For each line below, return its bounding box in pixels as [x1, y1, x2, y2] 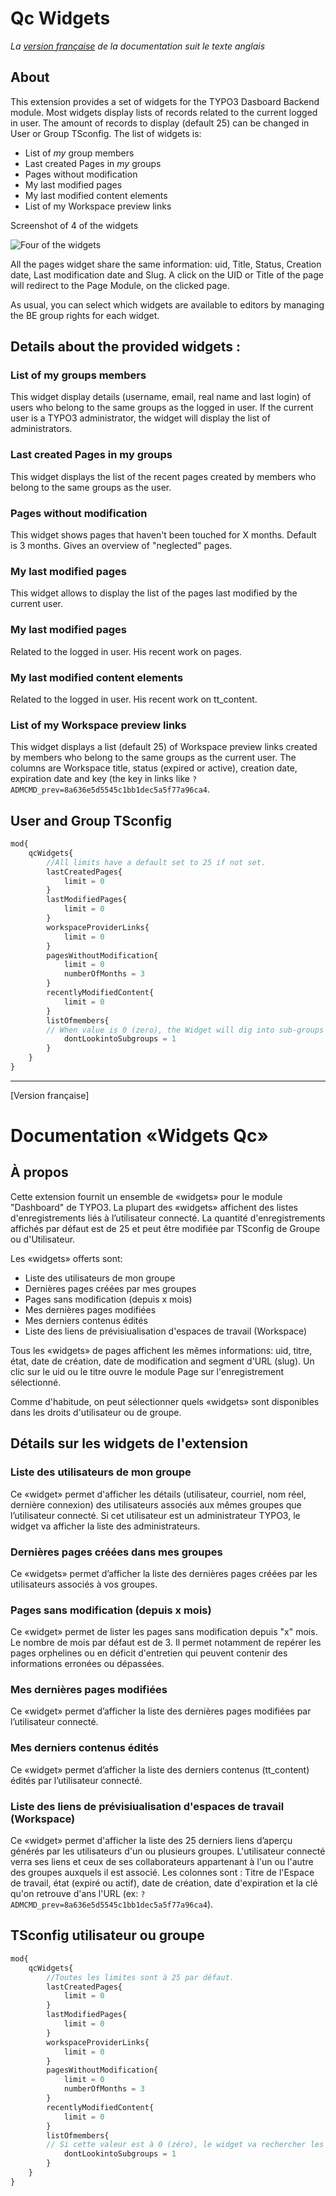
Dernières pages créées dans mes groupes [10, 1545, 223, 1559]
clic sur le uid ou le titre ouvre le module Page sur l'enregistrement [10, 1365, 285, 1377]
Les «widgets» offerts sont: [10, 1252, 123, 1264]
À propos [10, 1164, 69, 1181]
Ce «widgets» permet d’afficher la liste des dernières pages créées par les [10, 1567, 318, 1579]
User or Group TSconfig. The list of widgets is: [10, 127, 202, 139]
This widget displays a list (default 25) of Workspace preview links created [10, 741, 318, 753]
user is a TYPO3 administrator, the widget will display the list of [10, 412, 271, 424]
